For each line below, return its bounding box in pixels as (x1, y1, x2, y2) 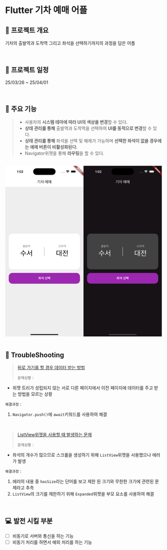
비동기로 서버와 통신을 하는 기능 (12, 533, 74, 539)
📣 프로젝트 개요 (5, 26, 49, 34)
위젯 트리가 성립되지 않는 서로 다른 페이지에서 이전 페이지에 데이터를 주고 (12, 385, 153, 391)
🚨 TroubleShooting (5, 350, 65, 359)
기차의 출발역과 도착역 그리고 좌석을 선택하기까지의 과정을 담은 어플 (5, 40, 135, 46)
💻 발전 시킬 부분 (5, 517, 53, 525)
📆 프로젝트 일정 (5, 66, 49, 74)
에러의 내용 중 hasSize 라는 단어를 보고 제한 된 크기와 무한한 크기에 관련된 (12, 479, 154, 485)
